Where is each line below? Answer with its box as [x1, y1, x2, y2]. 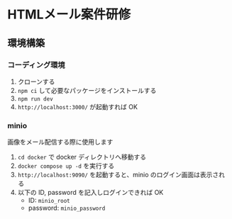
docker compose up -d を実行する [17, 162, 115, 170]
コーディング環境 [7, 60, 65, 69]
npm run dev [17, 95, 53, 103]
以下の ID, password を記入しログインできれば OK [17, 189, 164, 197]
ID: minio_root [28, 196, 71, 205]
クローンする [17, 77, 55, 86]
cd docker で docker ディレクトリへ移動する [17, 153, 147, 162]
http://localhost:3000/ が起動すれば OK [17, 102, 138, 111]
